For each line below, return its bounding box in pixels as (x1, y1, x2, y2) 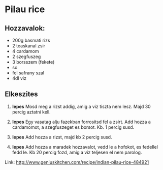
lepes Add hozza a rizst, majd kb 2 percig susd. (12, 134, 112, 140)
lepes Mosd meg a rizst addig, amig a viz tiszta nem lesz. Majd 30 (12, 103, 151, 109)
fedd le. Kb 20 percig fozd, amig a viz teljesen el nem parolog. (12, 149, 142, 155)
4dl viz (12, 75, 26, 81)
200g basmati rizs (12, 37, 50, 43)
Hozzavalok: (5, 24, 45, 33)
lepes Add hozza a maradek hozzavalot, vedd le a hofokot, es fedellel (12, 144, 158, 150)
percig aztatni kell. (12, 108, 51, 115)
